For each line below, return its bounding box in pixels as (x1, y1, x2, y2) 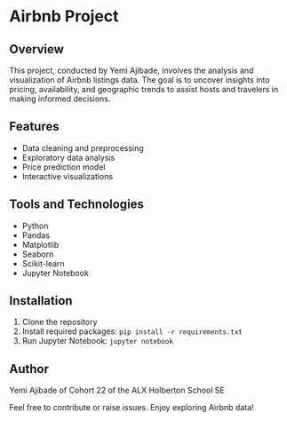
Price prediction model (21, 162, 106, 172)
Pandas (21, 229, 51, 241)
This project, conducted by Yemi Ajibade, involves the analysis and (9, 65, 254, 75)
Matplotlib (21, 239, 60, 250)
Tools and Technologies (9, 197, 145, 212)
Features (9, 119, 60, 134)
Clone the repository (21, 317, 98, 328)
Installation (9, 293, 73, 308)
